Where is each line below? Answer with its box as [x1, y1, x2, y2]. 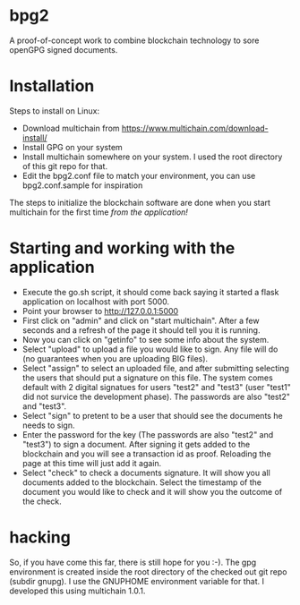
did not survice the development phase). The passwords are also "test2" [21, 391, 291, 402]
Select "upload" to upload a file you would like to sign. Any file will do [21, 344, 279, 354]
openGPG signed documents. [9, 44, 118, 55]
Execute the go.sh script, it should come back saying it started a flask [21, 286, 279, 297]
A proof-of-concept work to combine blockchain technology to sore [9, 35, 260, 46]
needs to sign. [21, 420, 75, 430]
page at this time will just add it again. [21, 457, 162, 468]
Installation [9, 76, 95, 97]
